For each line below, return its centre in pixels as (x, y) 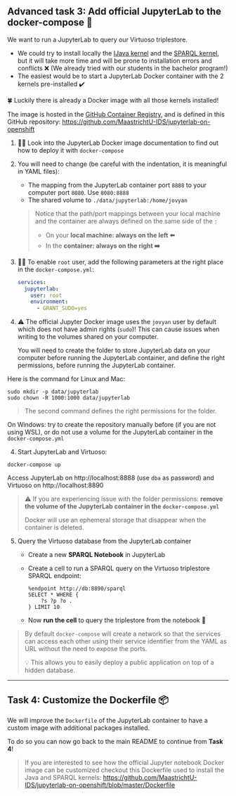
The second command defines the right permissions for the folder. (120, 411)
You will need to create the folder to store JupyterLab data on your (114, 350)
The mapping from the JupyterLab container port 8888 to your (117, 185)
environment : (50, 302)
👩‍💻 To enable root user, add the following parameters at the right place (120, 262)
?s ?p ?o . (57, 601)
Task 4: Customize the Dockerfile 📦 (88, 700)
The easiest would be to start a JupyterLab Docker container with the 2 (120, 76)
